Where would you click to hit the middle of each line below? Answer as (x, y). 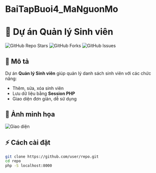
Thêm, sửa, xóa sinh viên (38, 88)
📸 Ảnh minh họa (30, 115)
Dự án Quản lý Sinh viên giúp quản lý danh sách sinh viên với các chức (78, 73)
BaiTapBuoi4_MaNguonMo (62, 9)
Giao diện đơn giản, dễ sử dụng (44, 98)
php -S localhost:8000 (29, 166)
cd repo (13, 161)
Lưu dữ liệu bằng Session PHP (44, 93)
